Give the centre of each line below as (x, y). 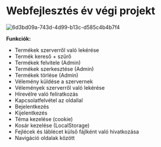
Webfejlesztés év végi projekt (81, 11)
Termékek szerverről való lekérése (57, 50)
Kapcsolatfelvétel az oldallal (49, 100)
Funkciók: (19, 38)
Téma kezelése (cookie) (44, 119)
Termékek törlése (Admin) (46, 75)
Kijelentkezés (31, 113)
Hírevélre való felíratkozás (46, 94)
